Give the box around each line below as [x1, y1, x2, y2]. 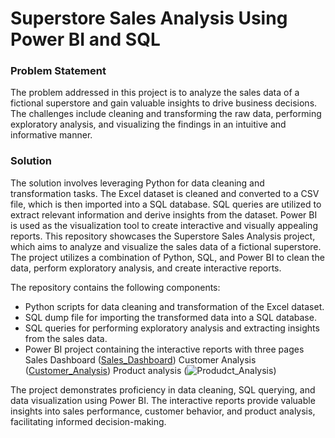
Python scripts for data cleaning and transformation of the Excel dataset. [24, 300, 325, 312]
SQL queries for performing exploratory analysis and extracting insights [24, 322, 320, 334]
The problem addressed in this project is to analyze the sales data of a [10, 87, 300, 99]
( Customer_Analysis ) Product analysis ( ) [24, 364, 277, 376]
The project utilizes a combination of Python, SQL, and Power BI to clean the [10, 251, 325, 263]
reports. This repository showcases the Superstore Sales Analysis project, [10, 230, 316, 242]
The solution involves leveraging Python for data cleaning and [10, 177, 265, 189]
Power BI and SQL [10, 28, 161, 51]
